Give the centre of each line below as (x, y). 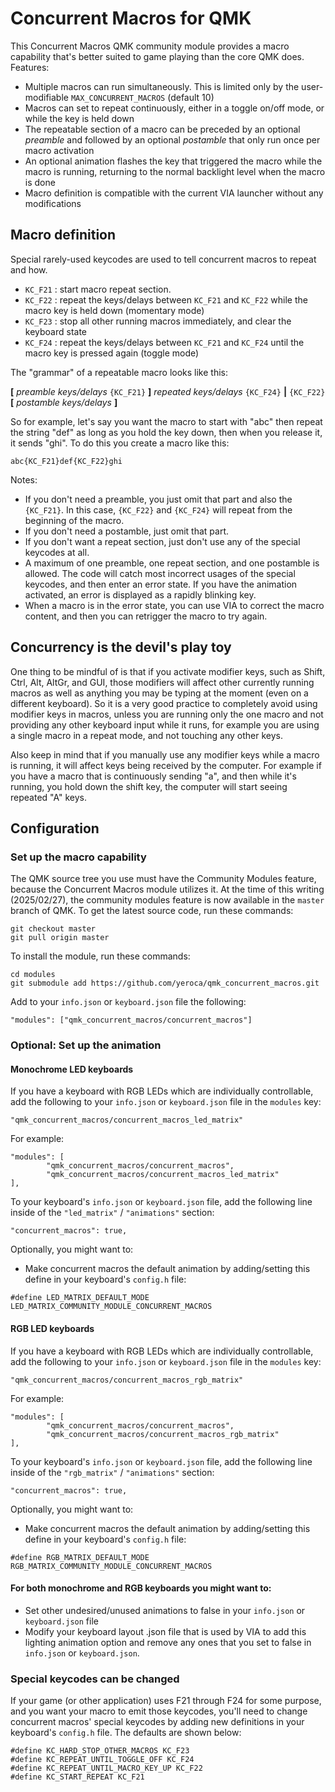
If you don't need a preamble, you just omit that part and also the (158, 499)
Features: (30, 67)
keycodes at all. (57, 552)
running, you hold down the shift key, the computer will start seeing (149, 786)
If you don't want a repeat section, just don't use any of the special (162, 541)
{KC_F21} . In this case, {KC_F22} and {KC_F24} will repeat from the (158, 509)
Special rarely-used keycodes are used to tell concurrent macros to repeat (163, 259)
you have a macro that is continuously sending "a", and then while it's (153, 776)
